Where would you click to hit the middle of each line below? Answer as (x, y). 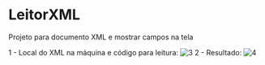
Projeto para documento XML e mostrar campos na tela (101, 37)
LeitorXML (45, 15)
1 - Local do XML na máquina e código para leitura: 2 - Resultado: (125, 52)
